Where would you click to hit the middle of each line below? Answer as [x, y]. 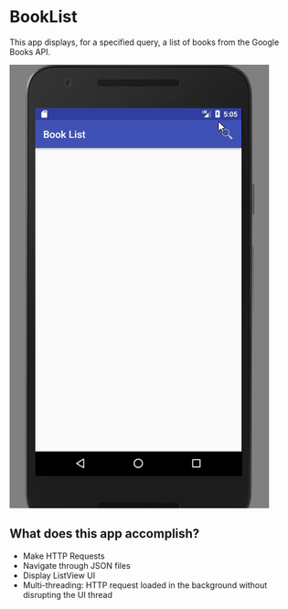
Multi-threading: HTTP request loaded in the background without [145, 585]
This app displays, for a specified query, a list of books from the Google [144, 42]
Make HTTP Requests [64, 556]
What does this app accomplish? [105, 534]
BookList [43, 17]
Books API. [30, 51]
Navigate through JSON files [76, 565]
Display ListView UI [59, 575]
